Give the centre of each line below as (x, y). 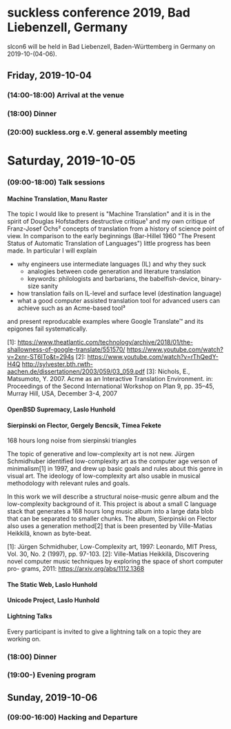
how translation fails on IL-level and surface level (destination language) (119, 293)
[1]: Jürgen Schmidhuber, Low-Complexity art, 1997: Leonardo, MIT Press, (112, 547)
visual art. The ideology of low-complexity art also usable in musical (104, 476)
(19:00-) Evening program (52, 675)
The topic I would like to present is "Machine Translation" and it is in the (109, 214)
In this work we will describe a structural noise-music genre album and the (113, 497)
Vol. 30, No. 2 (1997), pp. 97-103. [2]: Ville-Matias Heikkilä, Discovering (108, 554)
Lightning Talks (30, 616)
